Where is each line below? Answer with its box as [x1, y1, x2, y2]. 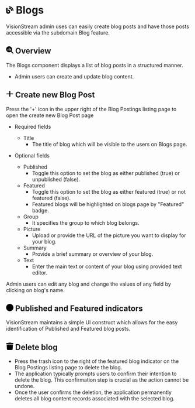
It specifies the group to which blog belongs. [32, 219, 140, 226]
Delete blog [15, 342, 58, 352]
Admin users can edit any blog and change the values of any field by [6, 280, 171, 287]
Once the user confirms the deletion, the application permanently [14, 389, 172, 396]
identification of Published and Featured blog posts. [6, 325, 131, 332]
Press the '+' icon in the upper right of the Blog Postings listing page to [6, 105, 177, 112]
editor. [32, 269, 48, 276]
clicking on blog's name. [6, 286, 65, 293]
